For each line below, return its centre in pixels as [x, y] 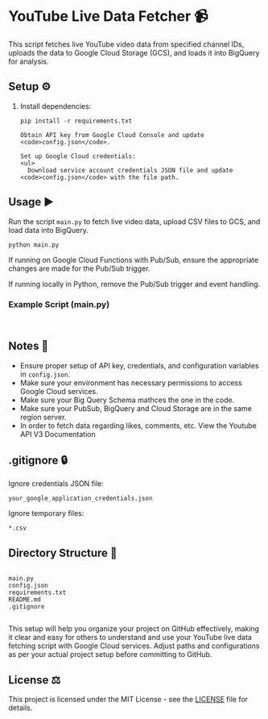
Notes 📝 [29, 346]
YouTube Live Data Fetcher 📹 [108, 17]
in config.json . [45, 374]
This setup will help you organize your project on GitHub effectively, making [134, 629]
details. [21, 708]
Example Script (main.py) [59, 305]
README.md [25, 600]
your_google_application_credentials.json [80, 499]
